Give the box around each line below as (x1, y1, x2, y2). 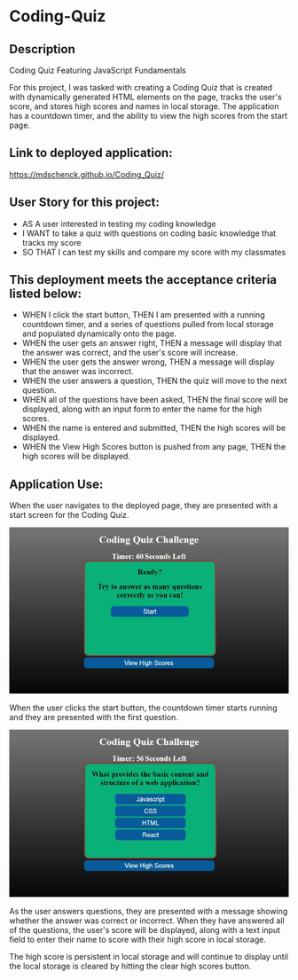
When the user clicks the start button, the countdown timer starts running (9, 702, 278, 713)
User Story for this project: (9, 195, 160, 210)
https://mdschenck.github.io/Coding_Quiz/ (9, 169, 165, 179)
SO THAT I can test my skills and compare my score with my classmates (21, 247, 286, 257)
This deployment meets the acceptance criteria (9, 272, 278, 287)
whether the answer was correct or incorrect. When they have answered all (9, 915, 286, 926)
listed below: (9, 286, 82, 302)
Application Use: (9, 476, 104, 491)
